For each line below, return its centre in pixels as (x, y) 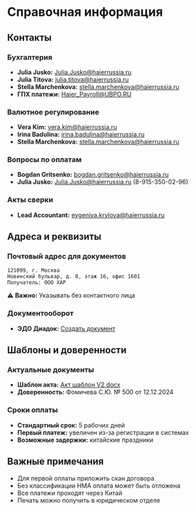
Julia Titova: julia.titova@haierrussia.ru (73, 79)
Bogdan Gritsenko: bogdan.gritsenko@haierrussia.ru (93, 175)
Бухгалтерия (30, 57)
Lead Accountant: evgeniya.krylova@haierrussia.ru (91, 215)
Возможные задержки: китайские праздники (85, 440)
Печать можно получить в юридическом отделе (89, 500)
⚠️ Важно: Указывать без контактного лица (71, 296)
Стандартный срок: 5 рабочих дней (71, 425)
